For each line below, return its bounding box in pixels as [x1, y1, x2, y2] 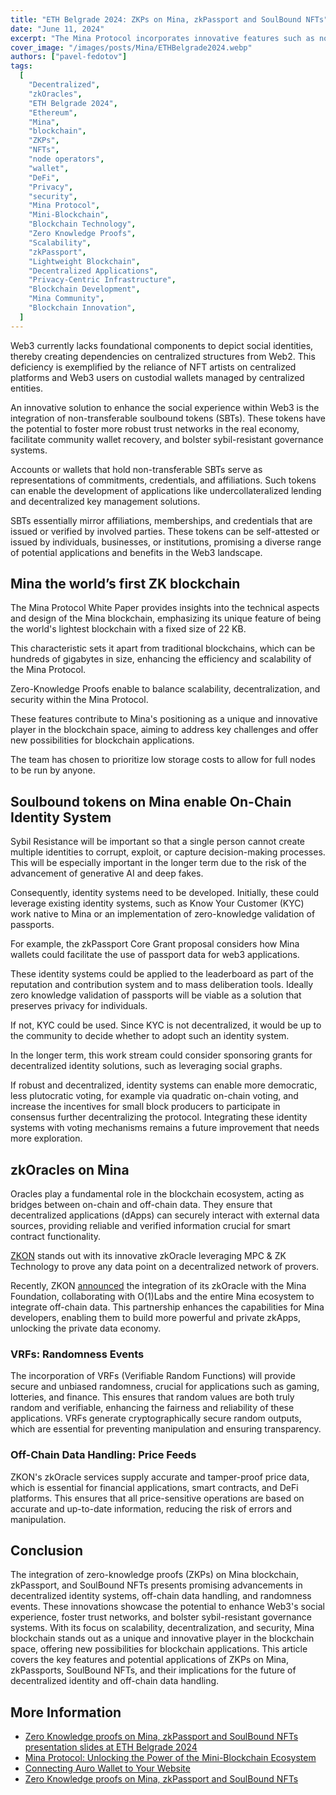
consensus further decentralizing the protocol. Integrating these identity [10, 1111, 308, 1123]
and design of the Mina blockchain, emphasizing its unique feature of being [10, 612, 322, 625]
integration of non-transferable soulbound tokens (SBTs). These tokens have [10, 412, 326, 424]
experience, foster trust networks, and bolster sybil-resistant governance [10, 1611, 312, 1623]
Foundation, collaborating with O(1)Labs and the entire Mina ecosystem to [10, 1291, 315, 1303]
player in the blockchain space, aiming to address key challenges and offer [10, 724, 319, 736]
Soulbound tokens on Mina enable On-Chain [10, 793, 292, 810]
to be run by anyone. [10, 764, 96, 776]
